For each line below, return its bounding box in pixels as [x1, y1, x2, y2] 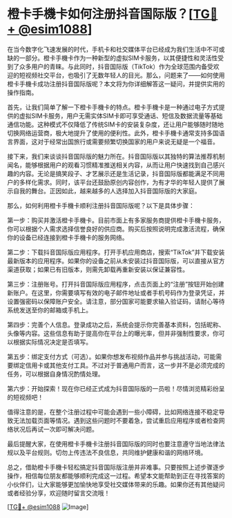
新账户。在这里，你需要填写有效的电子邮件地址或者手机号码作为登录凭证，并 [7, 288, 225, 297]
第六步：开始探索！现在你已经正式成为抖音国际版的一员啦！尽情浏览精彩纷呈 [7, 384, 225, 392]
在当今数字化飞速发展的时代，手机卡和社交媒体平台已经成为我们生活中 [7, 45, 207, 53]
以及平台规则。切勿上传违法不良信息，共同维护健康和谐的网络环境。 [12, 448, 207, 457]
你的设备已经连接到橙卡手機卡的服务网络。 [7, 233, 128, 242]
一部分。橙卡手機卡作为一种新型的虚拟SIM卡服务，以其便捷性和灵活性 [19, 53, 218, 62]
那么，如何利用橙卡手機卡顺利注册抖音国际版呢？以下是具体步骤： [7, 201, 195, 209]
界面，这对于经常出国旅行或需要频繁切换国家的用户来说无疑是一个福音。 [12, 137, 219, 146]
